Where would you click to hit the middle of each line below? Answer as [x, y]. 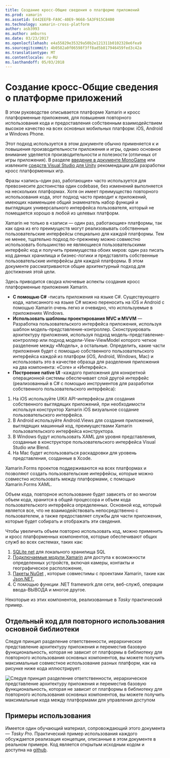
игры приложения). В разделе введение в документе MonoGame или [80, 160]
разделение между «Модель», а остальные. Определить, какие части [89, 346]
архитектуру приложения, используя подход [61, 335]
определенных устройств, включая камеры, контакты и [73, 563]
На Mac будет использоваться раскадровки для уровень [75, 453]
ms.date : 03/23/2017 [27, 39]
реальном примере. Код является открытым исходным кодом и [75, 744]
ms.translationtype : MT [30, 52]
